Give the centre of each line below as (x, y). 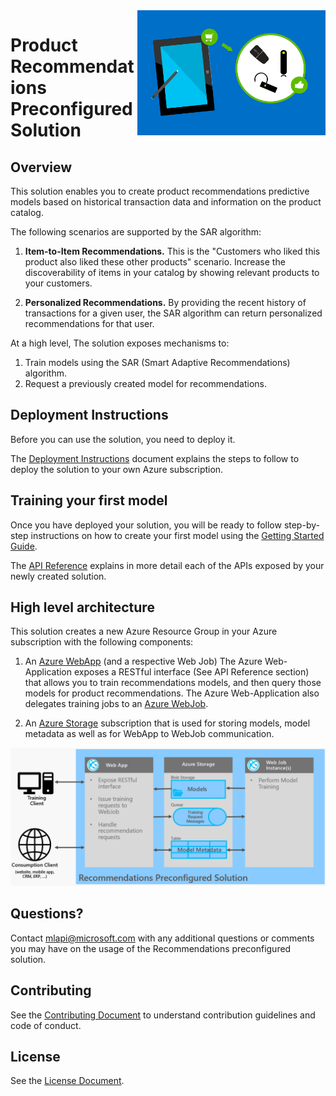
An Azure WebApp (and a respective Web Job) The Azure (143, 661)
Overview (41, 167)
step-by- (301, 525)
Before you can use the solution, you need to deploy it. (123, 439)
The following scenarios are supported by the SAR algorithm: (136, 232)
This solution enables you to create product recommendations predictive (160, 191)
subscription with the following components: (102, 642)
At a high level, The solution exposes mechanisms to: (120, 343)
